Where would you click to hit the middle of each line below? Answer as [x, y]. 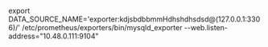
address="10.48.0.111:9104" [54, 36]
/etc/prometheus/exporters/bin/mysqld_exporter [102, 27]
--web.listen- [206, 27]
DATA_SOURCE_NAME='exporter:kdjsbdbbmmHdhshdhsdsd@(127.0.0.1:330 [134, 19]
